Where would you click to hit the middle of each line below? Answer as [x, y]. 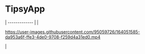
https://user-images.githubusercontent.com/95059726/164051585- [72, 32]
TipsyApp [25, 9]
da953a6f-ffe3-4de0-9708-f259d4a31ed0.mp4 [53, 37]
